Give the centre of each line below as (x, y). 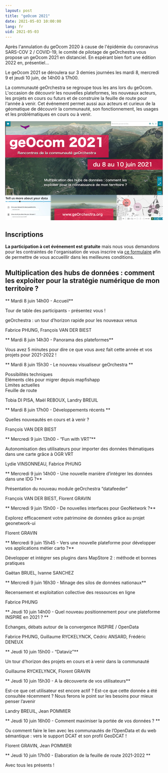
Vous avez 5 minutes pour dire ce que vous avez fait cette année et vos (79, 349)
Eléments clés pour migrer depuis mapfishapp (52, 379)
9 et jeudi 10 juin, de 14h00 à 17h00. (42, 78)
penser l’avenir (20, 701)
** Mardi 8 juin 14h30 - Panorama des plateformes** (59, 340)
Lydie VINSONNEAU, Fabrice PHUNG (43, 464)
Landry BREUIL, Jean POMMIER (38, 711)
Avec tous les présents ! (30, 765)
